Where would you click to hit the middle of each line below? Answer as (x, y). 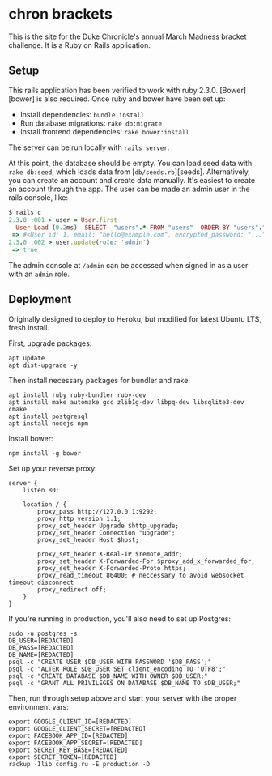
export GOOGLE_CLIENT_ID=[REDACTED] (70, 722)
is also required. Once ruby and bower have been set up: (131, 99)
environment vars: (38, 706)
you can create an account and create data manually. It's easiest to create (132, 180)
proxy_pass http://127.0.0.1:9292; (98, 511)
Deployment (40, 299)
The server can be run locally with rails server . (89, 147)
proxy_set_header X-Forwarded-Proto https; (112, 568)
